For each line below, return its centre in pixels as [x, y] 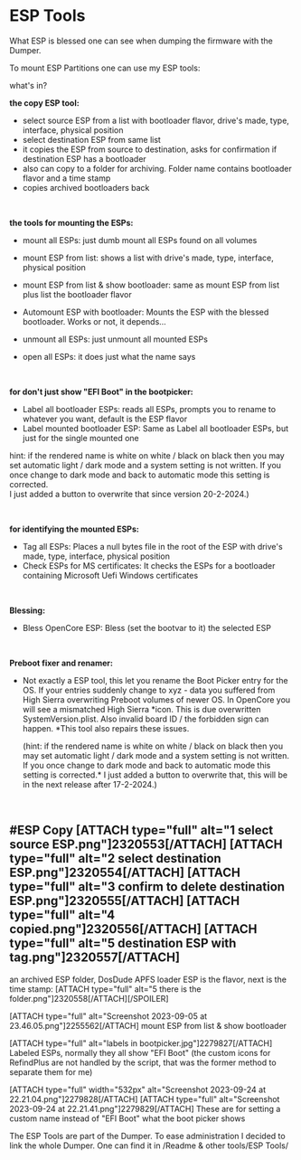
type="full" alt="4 [62, 915]
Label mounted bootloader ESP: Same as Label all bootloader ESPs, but [155, 428]
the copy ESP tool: [44, 103]
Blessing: [28, 610]
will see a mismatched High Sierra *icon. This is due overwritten [141, 709]
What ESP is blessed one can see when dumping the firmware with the [141, 41]
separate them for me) [51, 1071]
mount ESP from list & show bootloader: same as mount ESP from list [151, 285]
